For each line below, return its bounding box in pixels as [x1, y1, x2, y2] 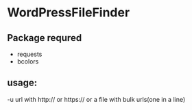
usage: [7, 77, 38, 89]
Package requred [7, 32, 82, 44]
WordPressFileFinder [7, 5, 130, 20]
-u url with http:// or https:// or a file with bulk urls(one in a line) [7, 95, 186, 103]
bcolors [16, 57, 39, 66]
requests [16, 50, 43, 58]
